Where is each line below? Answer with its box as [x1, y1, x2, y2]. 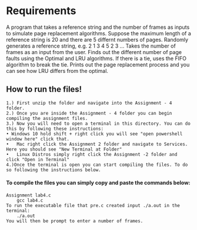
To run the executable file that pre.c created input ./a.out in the [6, 202, 181, 208]
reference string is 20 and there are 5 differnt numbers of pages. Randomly [6, 36, 189, 43]
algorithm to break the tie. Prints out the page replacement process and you [6, 61, 190, 68]
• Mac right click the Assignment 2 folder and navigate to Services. [6, 141, 188, 147]
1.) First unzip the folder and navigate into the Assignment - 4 [6, 100, 172, 106]
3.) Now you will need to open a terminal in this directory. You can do [6, 121, 191, 126]
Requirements [6, 4, 76, 18]
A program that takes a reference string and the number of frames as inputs [6, 24, 190, 31]
